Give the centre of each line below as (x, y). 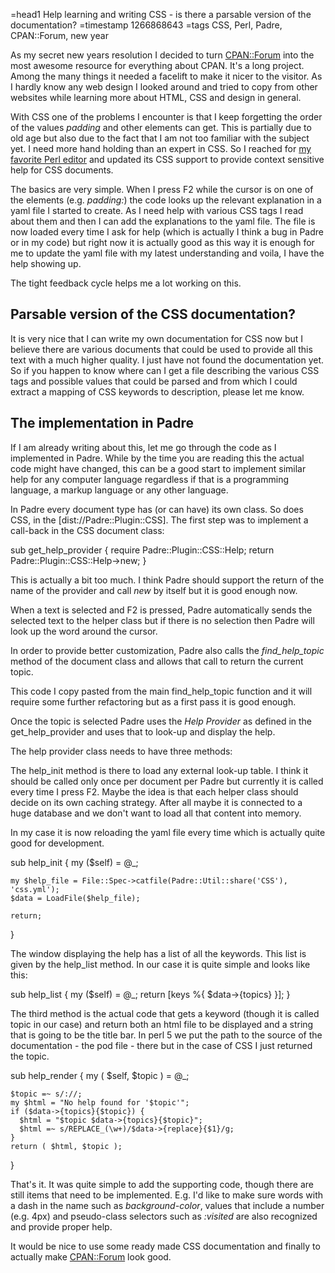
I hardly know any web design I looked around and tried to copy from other (164, 87)
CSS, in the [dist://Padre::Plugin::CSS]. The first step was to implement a (159, 520)
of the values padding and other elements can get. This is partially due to (161, 127)
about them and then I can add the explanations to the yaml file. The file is (163, 221)
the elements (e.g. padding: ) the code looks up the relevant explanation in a (166, 200)
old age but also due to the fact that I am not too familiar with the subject (160, 138)
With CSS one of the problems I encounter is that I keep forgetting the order (166, 117)
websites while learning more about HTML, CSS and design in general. (156, 97)
